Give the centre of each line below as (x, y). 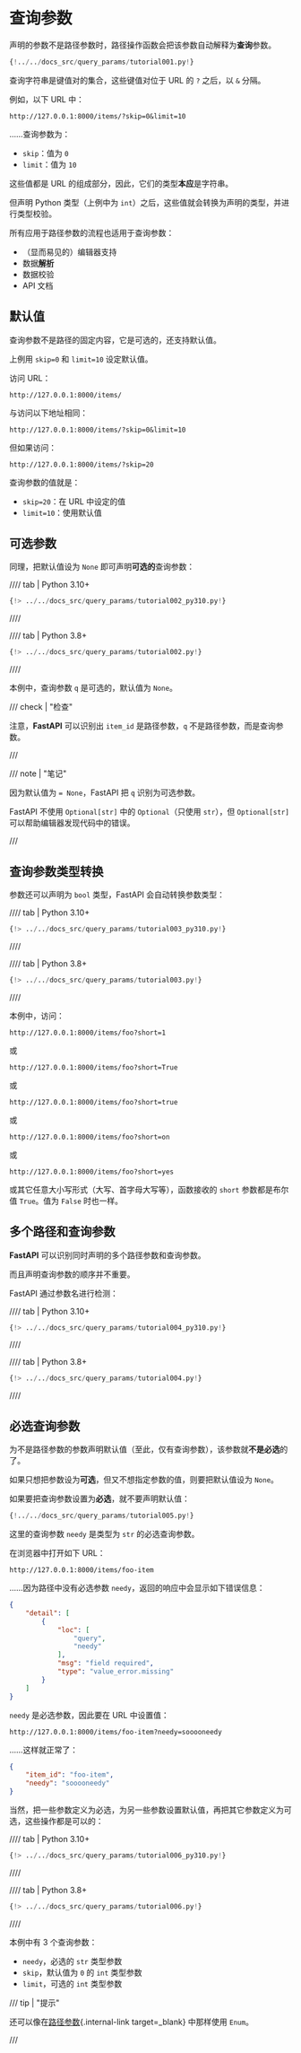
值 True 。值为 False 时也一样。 (66, 1201)
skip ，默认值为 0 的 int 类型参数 (82, 1972)
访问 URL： (30, 378)
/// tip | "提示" (34, 2003)
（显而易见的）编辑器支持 (69, 251)
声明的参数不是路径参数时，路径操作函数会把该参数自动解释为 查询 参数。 (142, 45)
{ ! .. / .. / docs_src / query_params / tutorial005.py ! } (102, 1516)
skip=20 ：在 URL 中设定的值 (74, 501)
